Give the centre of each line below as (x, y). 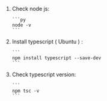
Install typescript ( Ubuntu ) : (47, 41)
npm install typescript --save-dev (57, 58)
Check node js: (31, 9)
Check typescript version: (44, 74)
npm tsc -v (26, 91)
